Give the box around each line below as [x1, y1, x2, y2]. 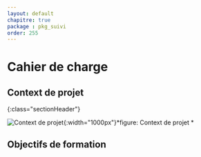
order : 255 [7, 29, 39, 37]
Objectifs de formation [7, 138, 106, 150]
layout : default [7, 10, 54, 17]
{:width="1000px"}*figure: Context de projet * [63, 118, 195, 127]
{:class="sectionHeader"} [7, 105, 81, 113]
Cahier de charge [7, 59, 108, 75]
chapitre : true [7, 17, 51, 24]
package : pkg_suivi [7, 23, 67, 30]
